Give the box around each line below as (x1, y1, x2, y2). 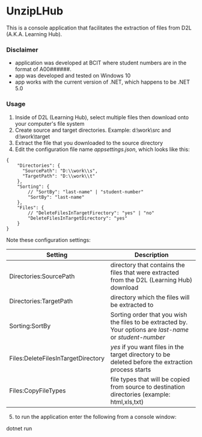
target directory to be (110, 350, 171, 359)
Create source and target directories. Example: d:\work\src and (14, 126, 171, 134)
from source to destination (110, 382, 185, 391)
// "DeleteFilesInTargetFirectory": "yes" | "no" (28, 209, 155, 216)
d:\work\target (14, 132, 50, 140)
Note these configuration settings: (6, 236, 91, 243)
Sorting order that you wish (110, 310, 188, 318)
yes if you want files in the (110, 342, 185, 351)
